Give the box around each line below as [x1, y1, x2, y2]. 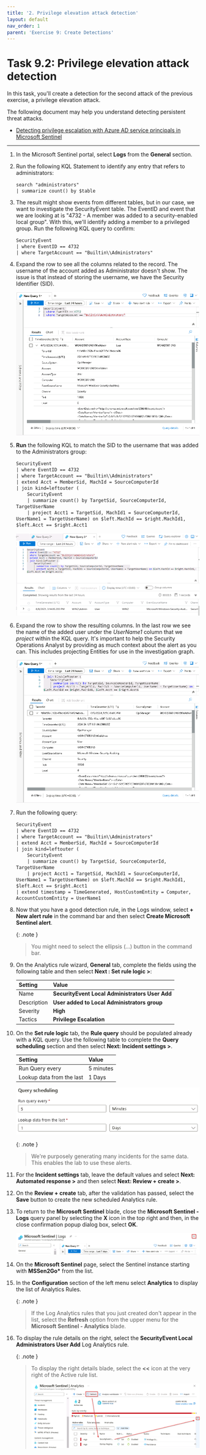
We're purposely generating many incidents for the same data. [31, 1152, 189, 1160]
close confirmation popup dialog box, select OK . [15, 1221, 138, 1228]
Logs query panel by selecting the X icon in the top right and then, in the [15, 1214, 199, 1221]
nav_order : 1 [7, 23, 40, 29]
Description [18, 998, 48, 1006]
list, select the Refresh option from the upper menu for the [31, 1316, 179, 1324]
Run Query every [18, 1065, 62, 1072]
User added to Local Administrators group [53, 998, 163, 1006]
